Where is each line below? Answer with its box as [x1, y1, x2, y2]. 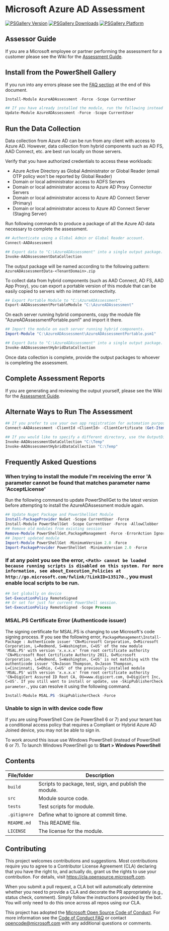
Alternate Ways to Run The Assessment [5, 407, 133, 416]
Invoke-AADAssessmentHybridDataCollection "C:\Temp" [5, 444, 118, 449]
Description [85, 772, 115, 779]
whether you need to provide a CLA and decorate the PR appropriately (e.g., [5, 889, 163, 895]
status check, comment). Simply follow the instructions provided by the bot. [5, 894, 162, 900]
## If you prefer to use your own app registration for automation [5, 421, 150, 426]
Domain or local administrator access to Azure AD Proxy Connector [12, 184, 152, 190]
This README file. [38, 819, 81, 826]
